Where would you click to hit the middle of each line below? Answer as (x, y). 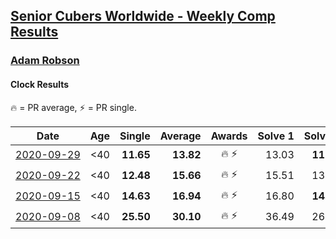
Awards (229, 136)
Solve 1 (276, 136)
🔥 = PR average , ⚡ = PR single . (73, 107)
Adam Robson (45, 61)
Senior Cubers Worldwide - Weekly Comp (143, 16)
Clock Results (40, 84)
